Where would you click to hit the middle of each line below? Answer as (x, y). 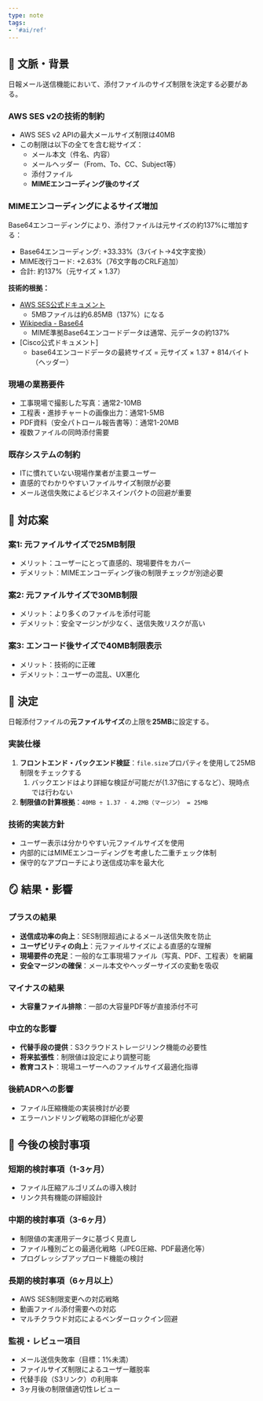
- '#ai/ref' (27, 30)
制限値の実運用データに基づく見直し (78, 1238)
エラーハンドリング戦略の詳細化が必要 (81, 1117)
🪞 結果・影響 (40, 890)
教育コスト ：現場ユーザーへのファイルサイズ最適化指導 (109, 1067)
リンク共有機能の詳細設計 (61, 1197)
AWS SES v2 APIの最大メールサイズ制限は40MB (97, 135)
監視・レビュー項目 (44, 1340)
